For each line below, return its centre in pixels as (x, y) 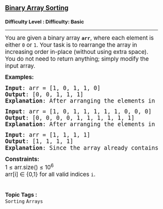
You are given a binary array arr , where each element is (80, 38)
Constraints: (22, 159)
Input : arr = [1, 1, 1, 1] (48, 135)
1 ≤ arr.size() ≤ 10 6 (30, 167)
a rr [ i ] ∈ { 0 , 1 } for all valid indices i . (50, 174)
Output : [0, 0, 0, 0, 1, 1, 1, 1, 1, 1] (70, 118)
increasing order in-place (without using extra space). (77, 52)
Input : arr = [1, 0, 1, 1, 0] (53, 88)
